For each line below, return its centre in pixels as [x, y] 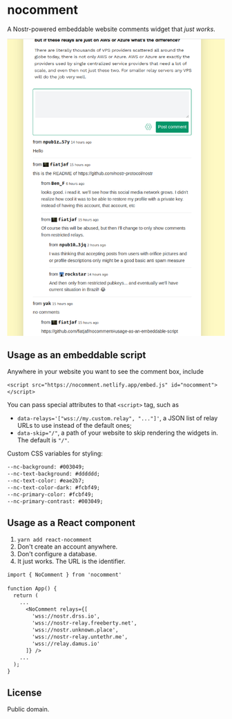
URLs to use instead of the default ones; [75, 426]
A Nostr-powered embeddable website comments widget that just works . [111, 29]
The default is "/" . [43, 440]
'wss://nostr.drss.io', [66, 616]
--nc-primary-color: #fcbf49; [51, 495]
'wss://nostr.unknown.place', [75, 630]
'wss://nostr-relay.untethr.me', [80, 637]
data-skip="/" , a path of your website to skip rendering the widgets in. [118, 433]
